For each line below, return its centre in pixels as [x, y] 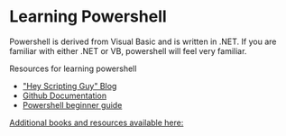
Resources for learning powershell [73, 68]
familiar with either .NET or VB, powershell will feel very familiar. [128, 50]
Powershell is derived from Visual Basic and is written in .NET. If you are [143, 41]
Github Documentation [64, 95]
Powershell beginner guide [72, 104]
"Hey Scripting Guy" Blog [69, 86]
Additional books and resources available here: [97, 122]
